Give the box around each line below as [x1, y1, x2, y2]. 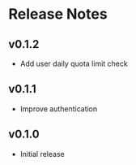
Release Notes [8, 5, 108, 24]
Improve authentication [19, 103, 98, 114]
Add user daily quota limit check [19, 59, 128, 68]
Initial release [19, 149, 65, 158]
